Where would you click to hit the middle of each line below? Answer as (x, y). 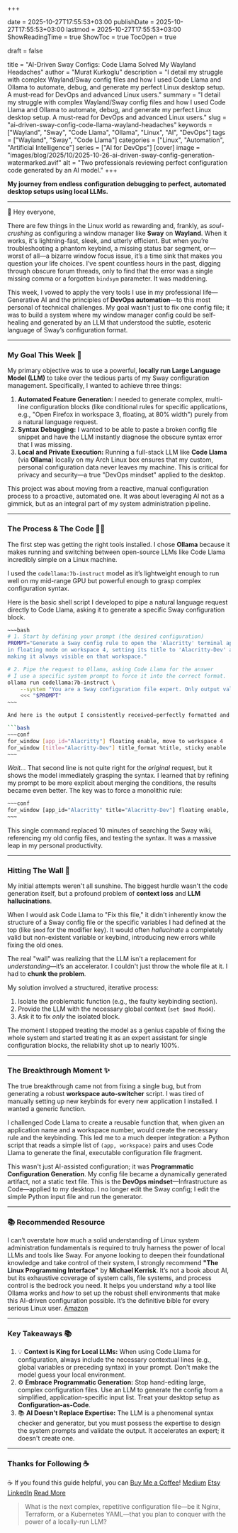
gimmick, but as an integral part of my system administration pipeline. (109, 504)
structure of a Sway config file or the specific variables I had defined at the (117, 922)
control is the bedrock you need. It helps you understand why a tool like (112, 1285)
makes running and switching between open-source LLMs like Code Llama (116, 552)
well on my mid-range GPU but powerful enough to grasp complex (104, 580)
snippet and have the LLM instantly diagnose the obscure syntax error (120, 437)
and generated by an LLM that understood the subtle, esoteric (121, 323)
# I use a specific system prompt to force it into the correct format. (117, 676)
